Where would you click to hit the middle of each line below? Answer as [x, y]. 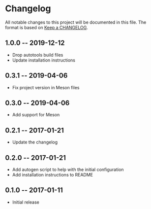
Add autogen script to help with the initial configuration [68, 170]
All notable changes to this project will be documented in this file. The [76, 22]
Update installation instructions [44, 60]
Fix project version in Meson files [46, 87]
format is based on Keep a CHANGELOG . [47, 27]
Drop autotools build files [38, 55]
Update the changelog [35, 142]
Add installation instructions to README [53, 175]
